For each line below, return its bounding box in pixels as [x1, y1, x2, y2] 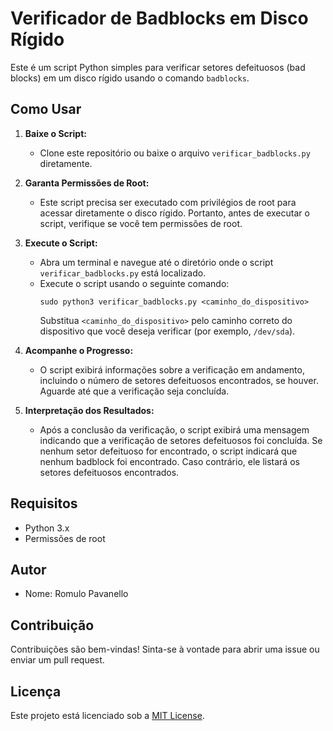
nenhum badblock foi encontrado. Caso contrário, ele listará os [39, 455, 300, 467]
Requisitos [10, 495, 78, 512]
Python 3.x [24, 522, 70, 534]
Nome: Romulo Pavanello [24, 588, 129, 600]
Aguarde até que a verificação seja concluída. [39, 385, 230, 397]
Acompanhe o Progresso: [24, 344, 134, 356]
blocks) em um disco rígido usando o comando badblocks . [10, 72, 250, 84]
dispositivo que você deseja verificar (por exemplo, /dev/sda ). [39, 325, 296, 337]
